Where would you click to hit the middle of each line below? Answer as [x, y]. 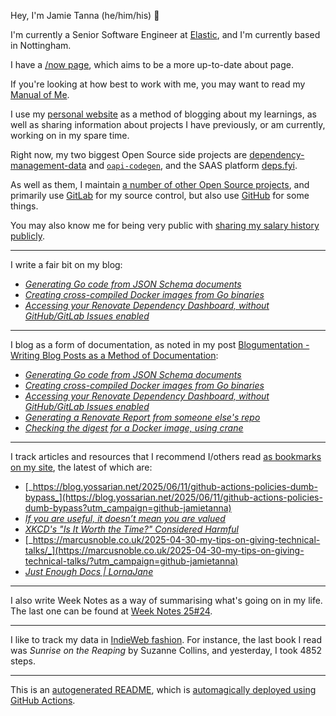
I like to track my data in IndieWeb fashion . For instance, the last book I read [166, 639]
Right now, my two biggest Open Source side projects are [129, 154]
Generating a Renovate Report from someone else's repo [142, 417]
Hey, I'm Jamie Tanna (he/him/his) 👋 [85, 15]
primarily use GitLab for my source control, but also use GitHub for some [160, 195]
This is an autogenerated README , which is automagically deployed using [163, 689]
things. [24, 206]
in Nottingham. [41, 45]
